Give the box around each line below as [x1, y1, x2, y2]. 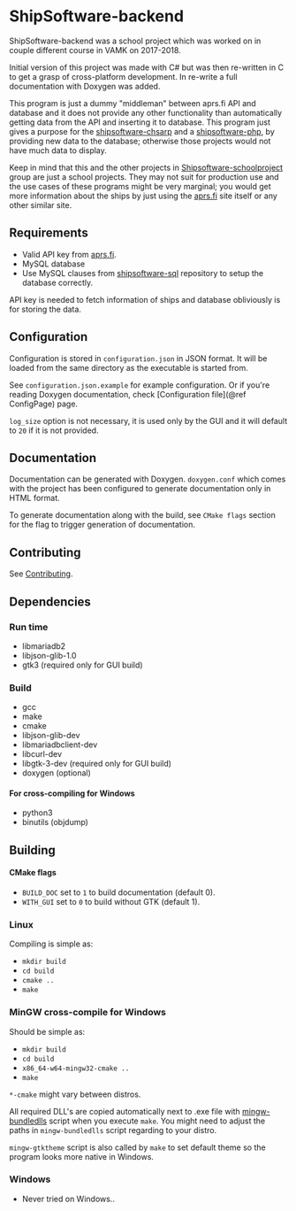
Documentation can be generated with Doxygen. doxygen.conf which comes [9, 474, 286, 484]
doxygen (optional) [21, 767, 91, 778]
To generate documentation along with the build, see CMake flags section [9, 510, 276, 521]
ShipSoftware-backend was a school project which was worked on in [9, 35, 262, 46]
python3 [21, 807, 53, 818]
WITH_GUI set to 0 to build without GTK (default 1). [21, 896, 201, 906]
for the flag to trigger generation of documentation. [9, 520, 196, 530]
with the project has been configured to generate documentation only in [9, 483, 271, 494]
